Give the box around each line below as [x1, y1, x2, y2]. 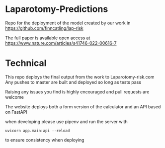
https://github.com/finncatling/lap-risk [5, 25, 83, 31]
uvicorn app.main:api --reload [5, 128, 70, 133]
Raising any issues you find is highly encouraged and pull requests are [5, 88, 150, 95]
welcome [5, 94, 24, 100]
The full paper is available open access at [5, 35, 90, 41]
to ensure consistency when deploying [5, 137, 84, 143]
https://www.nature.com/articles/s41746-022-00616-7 [5, 40, 117, 46]
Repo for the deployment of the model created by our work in [5, 20, 131, 26]
